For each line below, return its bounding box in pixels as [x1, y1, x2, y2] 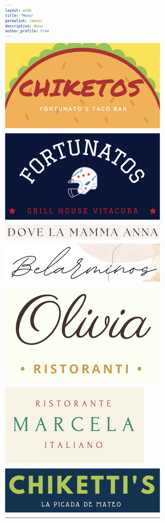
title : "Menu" [5, 13, 34, 18]
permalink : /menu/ [5, 18, 43, 23]
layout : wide [5, 8, 32, 13]
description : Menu [5, 24, 43, 29]
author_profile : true [5, 29, 50, 34]
